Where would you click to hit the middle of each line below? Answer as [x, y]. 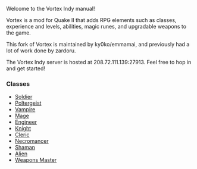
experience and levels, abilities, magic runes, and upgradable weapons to [96, 26]
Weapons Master [36, 160]
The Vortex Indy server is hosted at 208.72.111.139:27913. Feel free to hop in [99, 62]
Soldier [24, 97]
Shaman [25, 148]
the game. [18, 33]
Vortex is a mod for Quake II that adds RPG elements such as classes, [91, 20]
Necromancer [32, 141]
